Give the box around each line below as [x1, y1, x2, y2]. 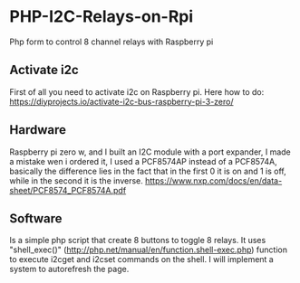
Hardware [9, 122, 66, 137]
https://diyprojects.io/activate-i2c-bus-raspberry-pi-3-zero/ [9, 96, 234, 107]
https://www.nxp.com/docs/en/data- [144, 175, 283, 186]
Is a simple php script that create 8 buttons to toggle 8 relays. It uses [9, 235, 266, 246]
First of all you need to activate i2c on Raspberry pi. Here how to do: [9, 86, 265, 97]
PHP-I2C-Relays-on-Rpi [9, 6, 194, 27]
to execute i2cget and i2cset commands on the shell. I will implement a [9, 254, 274, 265]
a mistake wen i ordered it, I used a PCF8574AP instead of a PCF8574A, [9, 156, 278, 166]
